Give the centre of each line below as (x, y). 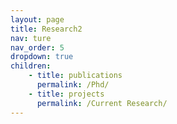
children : (31, 66)
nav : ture (31, 38)
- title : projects (66, 94)
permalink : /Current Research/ (102, 103)
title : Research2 (46, 29)
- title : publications (75, 76)
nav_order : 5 (37, 47)
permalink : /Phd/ (73, 85)
